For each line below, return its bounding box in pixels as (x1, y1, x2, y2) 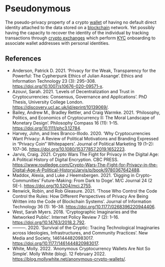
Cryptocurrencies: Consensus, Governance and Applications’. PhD (12, 94, 147, 100)
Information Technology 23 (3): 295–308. (12, 78, 96, 84)
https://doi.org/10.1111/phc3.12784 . (12, 125, 81, 131)
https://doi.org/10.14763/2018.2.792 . (12, 219, 86, 225)
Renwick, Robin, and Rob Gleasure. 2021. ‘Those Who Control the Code (12, 188, 158, 194)
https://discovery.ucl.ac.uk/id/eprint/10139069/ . (12, 104, 109, 110)
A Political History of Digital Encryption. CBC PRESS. (12, 156, 119, 163)
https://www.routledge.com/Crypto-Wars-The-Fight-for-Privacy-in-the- (12, 162, 158, 167)
